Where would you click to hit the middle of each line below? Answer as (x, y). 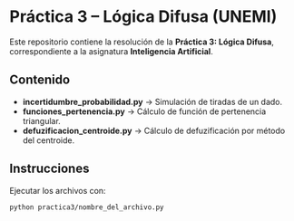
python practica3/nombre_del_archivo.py (87, 207)
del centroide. (49, 140)
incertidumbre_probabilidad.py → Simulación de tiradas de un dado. (152, 101)
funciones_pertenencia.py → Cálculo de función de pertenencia (144, 111)
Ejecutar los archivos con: (58, 190)
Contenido (40, 80)
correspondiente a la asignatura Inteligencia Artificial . (111, 51)
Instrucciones (49, 169)
